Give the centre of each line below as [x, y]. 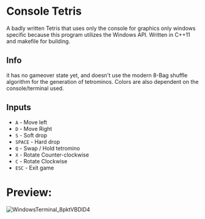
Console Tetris [44, 11]
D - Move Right [34, 128]
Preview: [29, 192]
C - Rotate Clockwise [41, 161]
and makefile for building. [38, 41]
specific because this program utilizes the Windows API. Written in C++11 [98, 34]
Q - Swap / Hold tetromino [48, 148]
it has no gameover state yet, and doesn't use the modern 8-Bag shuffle [97, 75]
